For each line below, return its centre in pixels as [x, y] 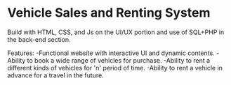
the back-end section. [39, 39]
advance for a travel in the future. [55, 75]
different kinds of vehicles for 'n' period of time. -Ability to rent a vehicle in [115, 68]
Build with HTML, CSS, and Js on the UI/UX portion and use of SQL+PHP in [116, 32]
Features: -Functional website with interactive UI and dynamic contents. [111, 53]
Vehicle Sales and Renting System [109, 13]
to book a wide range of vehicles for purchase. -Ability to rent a [119, 60]
